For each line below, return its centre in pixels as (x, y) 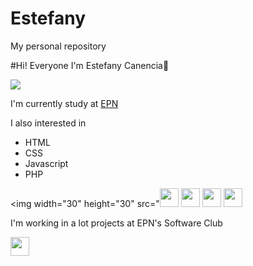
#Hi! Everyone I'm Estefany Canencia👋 (90, 65)
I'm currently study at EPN (64, 103)
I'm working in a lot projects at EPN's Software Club (116, 223)
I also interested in (48, 123)
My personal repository (58, 46)
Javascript (46, 163)
